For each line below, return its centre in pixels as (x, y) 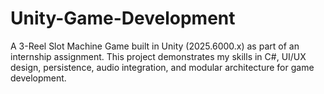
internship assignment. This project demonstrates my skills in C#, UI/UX (158, 56)
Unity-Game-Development (123, 18)
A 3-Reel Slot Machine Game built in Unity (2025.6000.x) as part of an (155, 46)
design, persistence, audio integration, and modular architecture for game (162, 67)
